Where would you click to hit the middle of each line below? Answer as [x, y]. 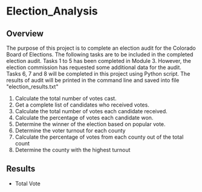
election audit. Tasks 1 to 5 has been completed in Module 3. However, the [99, 61]
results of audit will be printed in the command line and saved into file [93, 80]
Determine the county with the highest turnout [73, 150]
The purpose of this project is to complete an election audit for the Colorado [101, 48]
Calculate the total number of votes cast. [66, 98]
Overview [25, 34]
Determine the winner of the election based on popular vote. [90, 124]
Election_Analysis [52, 11]
